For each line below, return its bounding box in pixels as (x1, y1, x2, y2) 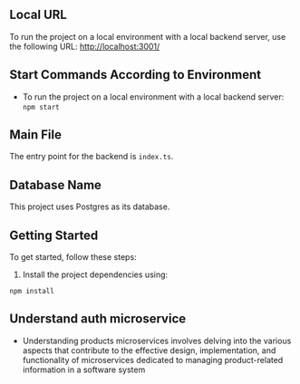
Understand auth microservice (9, 312, 187, 327)
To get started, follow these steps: (9, 252, 138, 263)
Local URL (9, 7, 68, 23)
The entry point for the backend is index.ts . (9, 151, 174, 162)
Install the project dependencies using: (22, 269, 169, 280)
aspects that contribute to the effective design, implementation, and (22, 344, 276, 356)
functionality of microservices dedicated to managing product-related (22, 354, 284, 365)
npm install (9, 287, 54, 296)
